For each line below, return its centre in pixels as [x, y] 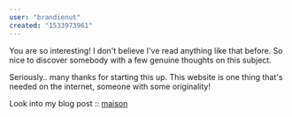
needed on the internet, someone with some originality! [110, 86]
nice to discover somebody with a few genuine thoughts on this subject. [140, 60]
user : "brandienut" [45, 17]
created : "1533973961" [51, 26]
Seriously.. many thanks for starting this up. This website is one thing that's [146, 77]
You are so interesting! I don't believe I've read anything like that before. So [146, 50]
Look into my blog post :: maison [69, 103]
